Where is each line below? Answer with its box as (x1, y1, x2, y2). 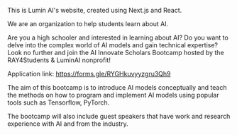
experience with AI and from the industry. (7, 119, 129, 128)
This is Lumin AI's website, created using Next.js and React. (7, 6, 182, 14)
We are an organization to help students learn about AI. (7, 20, 169, 28)
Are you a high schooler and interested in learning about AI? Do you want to (7, 33, 228, 42)
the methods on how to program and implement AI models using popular (7, 91, 219, 99)
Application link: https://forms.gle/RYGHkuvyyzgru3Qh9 (7, 70, 172, 78)
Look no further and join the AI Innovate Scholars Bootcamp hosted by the (7, 49, 225, 57)
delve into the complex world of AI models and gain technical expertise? (7, 41, 219, 49)
